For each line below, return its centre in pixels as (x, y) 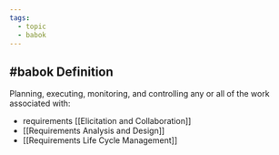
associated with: (40, 103)
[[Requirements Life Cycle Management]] (100, 140)
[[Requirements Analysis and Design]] (94, 131)
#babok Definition (61, 72)
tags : (20, 18)
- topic (32, 26)
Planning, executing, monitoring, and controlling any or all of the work (139, 94)
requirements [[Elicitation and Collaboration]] (107, 121)
